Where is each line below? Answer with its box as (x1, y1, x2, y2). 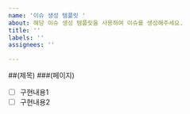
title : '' (8, 26, 41, 34)
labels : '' (8, 33, 45, 42)
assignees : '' (8, 41, 56, 49)
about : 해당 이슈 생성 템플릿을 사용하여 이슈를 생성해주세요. (8, 19, 184, 27)
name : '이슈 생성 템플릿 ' (8, 11, 86, 20)
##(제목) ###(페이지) (8, 70, 76, 80)
